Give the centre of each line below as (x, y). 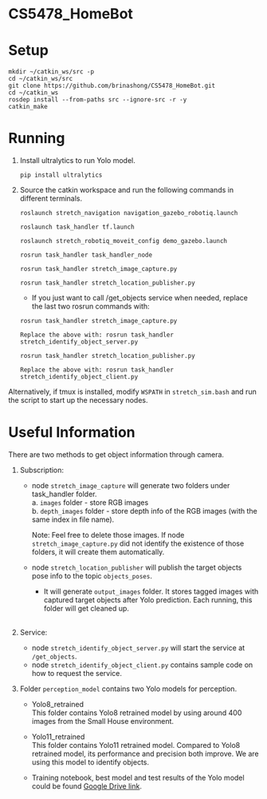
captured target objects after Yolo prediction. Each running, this (148, 600)
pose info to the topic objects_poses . (92, 576)
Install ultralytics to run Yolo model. (77, 161)
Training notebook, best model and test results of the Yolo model (138, 777)
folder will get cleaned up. (86, 608)
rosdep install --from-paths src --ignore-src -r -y (98, 100)
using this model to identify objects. (90, 762)
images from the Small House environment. (102, 721)
